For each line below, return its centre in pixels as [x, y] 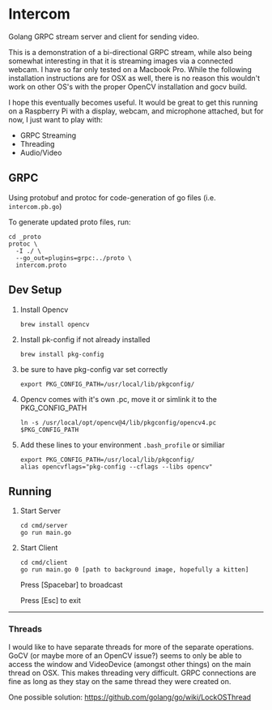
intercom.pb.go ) [35, 206]
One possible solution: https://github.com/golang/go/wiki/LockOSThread [130, 697]
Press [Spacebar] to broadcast [71, 585]
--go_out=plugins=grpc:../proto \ [74, 258]
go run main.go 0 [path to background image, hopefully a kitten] [134, 570]
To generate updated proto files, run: [70, 222]
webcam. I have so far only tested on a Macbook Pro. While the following [130, 69]
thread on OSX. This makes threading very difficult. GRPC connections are [132, 673]
